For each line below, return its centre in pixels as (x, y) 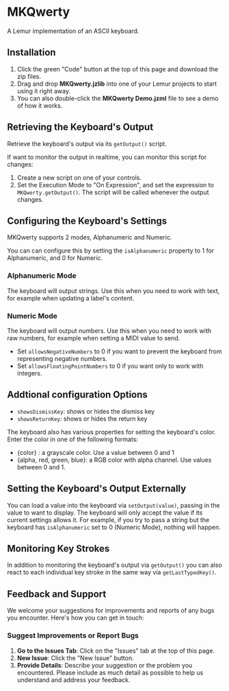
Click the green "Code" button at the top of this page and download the (118, 69)
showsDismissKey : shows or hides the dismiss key (86, 411)
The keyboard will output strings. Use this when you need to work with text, (113, 291)
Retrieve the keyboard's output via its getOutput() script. (87, 143)
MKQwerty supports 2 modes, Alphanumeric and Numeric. (90, 237)
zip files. (29, 76)
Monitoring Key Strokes (58, 549)
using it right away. (43, 91)
